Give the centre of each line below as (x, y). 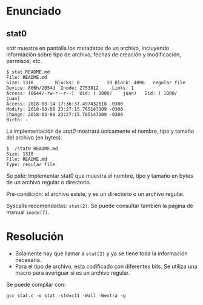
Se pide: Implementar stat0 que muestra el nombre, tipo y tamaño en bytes (100, 176)
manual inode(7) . (28, 212)
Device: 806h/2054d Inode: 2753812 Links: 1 (70, 88)
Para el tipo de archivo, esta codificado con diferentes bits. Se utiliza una (106, 266)
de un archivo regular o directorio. (49, 182)
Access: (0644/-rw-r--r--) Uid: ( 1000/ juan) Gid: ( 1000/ (92, 93)
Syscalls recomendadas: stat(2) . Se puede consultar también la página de (100, 206)
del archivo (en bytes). (34, 137)
